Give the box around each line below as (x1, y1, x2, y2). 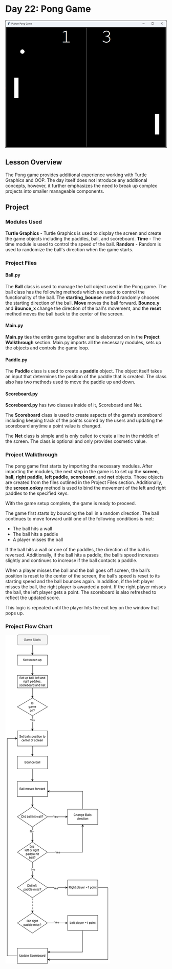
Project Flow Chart (5, 623, 53, 630)
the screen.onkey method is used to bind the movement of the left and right (5, 484, 166, 491)
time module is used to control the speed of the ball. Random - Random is (5, 241, 161, 247)
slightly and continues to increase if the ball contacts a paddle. (5, 557, 138, 563)
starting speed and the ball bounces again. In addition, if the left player (5, 578, 155, 584)
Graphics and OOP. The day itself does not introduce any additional (5, 177, 147, 183)
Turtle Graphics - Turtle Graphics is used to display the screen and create (5, 230, 162, 236)
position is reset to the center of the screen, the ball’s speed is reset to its (5, 572, 160, 579)
